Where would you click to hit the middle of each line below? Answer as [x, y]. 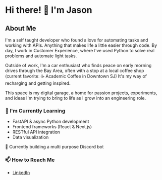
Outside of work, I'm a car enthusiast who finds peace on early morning [79, 65]
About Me [21, 28]
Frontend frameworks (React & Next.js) [52, 127]
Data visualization [30, 137]
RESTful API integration [36, 132]
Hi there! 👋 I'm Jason [49, 10]
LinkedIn [21, 173]
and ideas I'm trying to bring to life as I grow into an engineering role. [76, 98]
